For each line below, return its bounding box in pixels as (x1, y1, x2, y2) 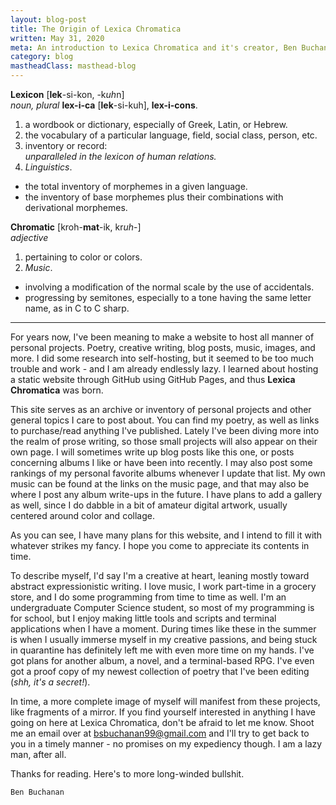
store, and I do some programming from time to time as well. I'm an (10, 591, 287, 603)
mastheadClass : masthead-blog (10, 61, 137, 71)
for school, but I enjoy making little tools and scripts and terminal (10, 612, 277, 624)
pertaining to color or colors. (24, 251, 143, 263)
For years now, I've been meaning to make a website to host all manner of (10, 331, 315, 343)
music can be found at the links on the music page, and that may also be (10, 478, 310, 490)
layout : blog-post (10, 14, 87, 25)
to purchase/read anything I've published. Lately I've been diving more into (10, 425, 320, 436)
